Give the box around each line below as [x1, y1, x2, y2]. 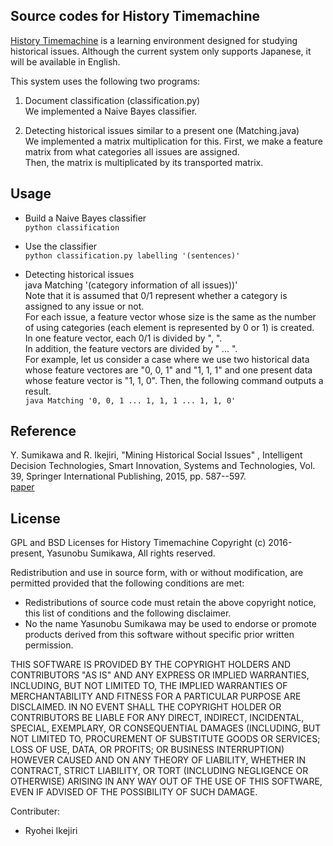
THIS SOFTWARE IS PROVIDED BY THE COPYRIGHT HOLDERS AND [10, 659, 292, 671]
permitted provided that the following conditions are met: [10, 577, 245, 589]
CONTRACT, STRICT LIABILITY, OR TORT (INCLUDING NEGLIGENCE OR [10, 765, 309, 777]
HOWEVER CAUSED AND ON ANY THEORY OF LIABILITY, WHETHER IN [10, 754, 307, 766]
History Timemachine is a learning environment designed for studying [10, 34, 298, 46]
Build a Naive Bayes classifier [24, 212, 147, 224]
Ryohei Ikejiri [24, 825, 78, 837]
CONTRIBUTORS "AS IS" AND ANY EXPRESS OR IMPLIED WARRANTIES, [10, 669, 310, 681]
